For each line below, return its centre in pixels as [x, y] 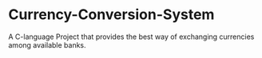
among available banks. [47, 44]
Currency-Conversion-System [111, 15]
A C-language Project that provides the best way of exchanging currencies [131, 37]
